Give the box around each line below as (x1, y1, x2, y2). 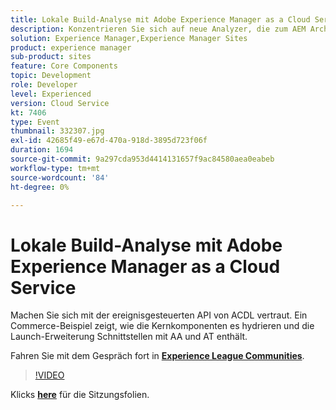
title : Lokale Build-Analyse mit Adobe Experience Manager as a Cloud (10, 14, 311, 25)
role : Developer (10, 80, 78, 90)
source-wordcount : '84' (10, 172, 110, 183)
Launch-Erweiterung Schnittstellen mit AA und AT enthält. (10, 331, 248, 343)
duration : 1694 (10, 145, 74, 155)
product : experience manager (10, 42, 132, 53)
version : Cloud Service (10, 98, 110, 108)
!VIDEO (34, 369, 65, 381)
